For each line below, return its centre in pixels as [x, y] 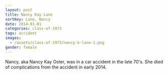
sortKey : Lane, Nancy [28, 19]
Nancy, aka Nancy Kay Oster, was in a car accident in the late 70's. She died [84, 61]
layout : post [19, 10]
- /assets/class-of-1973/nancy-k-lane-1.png [57, 43]
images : [13, 38]
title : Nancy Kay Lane [29, 15]
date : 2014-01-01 [23, 24]
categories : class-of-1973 [33, 29]
